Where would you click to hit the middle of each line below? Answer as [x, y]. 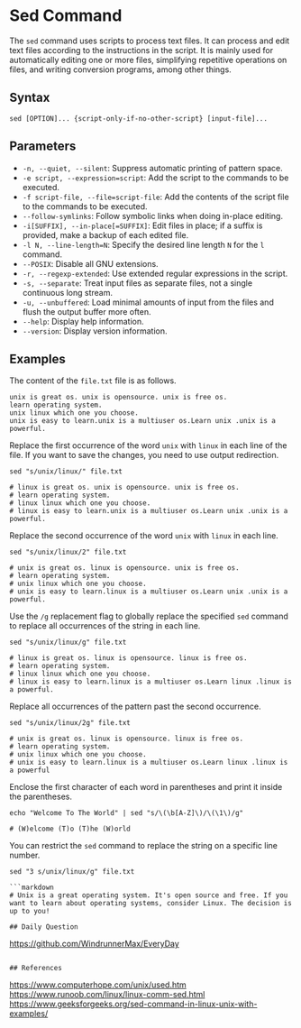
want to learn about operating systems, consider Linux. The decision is [151, 904]
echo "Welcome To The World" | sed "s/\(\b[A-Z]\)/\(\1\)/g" [127, 813]
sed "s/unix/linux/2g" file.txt [70, 723]
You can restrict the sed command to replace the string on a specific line [143, 846]
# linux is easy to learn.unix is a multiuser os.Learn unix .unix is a [149, 511]
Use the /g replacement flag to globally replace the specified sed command [149, 616]
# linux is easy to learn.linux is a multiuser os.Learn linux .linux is [151, 682]
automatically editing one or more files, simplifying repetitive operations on [148, 60]
